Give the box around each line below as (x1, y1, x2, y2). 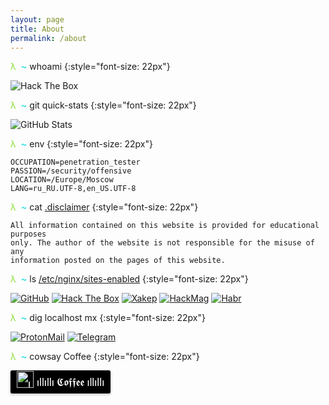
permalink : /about (10, 33, 87, 43)
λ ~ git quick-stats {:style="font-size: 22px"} (10, 99, 197, 111)
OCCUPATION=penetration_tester (10, 157, 141, 168)
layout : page (10, 14, 65, 25)
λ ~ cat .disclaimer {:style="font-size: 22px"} (10, 201, 199, 213)
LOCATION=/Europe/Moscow (10, 175, 114, 185)
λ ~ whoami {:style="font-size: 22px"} (10, 61, 171, 73)
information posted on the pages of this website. (10, 256, 226, 266)
